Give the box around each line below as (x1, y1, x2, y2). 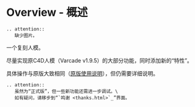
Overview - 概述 (6, 5, 88, 19)
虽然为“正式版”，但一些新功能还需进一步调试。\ (14, 88, 118, 94)
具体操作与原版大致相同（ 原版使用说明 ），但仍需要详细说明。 (6, 69, 158, 77)
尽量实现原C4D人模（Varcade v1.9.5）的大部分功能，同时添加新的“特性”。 (6, 57, 193, 64)
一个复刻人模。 (6, 44, 44, 51)
